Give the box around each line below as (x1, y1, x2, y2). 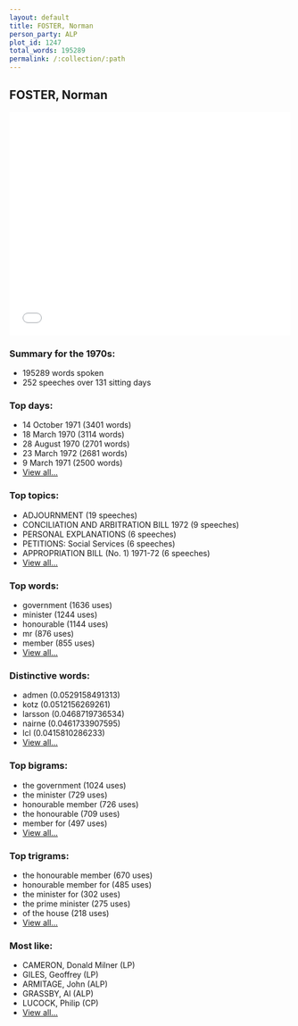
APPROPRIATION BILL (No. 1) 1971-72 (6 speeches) (21, 547, 211, 558)
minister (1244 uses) (21, 609, 98, 620)
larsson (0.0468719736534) (21, 709, 125, 720)
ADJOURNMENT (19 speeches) (21, 510, 138, 521)
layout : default (9, 13, 70, 22)
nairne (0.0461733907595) (21, 718, 121, 729)
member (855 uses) (21, 638, 95, 648)
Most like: (9, 939, 54, 952)
